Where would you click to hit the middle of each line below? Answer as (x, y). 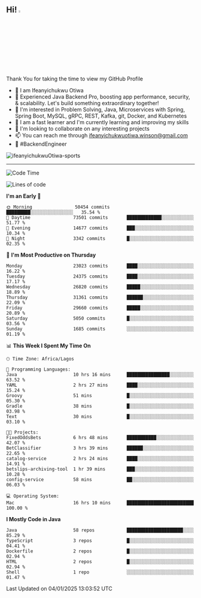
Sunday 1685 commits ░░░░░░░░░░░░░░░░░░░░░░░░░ (100, 329)
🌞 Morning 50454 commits (58, 207)
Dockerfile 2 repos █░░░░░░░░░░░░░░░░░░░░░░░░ (100, 551)
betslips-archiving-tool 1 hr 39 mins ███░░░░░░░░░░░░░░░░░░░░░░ (100, 469)
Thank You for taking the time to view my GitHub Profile (75, 79)
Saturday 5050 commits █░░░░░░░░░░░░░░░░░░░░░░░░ (100, 318)
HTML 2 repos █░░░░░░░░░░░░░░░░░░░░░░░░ (100, 561)
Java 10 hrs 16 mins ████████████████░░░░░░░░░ (100, 374)
